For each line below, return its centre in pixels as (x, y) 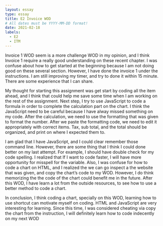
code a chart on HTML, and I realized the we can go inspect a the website (79, 167)
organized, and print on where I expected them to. (55, 132)
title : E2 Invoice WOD (28, 19)
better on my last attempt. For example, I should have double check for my (80, 152)
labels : (13, 32)
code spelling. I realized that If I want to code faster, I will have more (73, 157)
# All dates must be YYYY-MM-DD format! (47, 23)
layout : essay (19, 10)
